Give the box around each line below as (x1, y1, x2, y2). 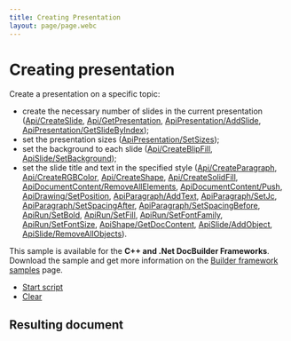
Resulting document (9, 317, 124, 332)
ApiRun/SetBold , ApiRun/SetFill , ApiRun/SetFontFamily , (21, 210, 224, 220)
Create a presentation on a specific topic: (9, 89, 161, 99)
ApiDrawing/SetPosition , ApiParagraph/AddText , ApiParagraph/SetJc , (21, 191, 278, 202)
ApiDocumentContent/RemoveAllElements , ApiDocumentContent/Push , (21, 181, 283, 192)
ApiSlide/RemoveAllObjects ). (21, 228, 127, 240)
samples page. (9, 265, 64, 275)
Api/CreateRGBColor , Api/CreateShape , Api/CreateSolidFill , (21, 172, 239, 183)
